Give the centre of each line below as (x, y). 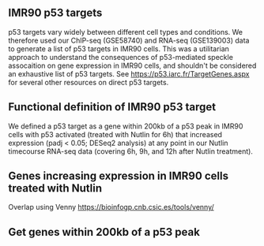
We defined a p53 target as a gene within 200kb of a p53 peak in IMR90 (126, 126)
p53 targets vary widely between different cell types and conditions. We (126, 32)
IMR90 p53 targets (55, 13)
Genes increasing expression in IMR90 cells (119, 176)
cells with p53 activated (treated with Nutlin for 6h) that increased (115, 134)
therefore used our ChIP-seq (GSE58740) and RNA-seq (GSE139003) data (129, 40)
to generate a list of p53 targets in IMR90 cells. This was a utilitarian (119, 48)
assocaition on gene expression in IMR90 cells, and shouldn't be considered (132, 65)
